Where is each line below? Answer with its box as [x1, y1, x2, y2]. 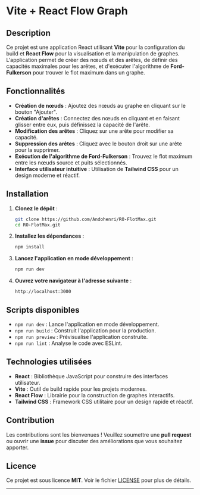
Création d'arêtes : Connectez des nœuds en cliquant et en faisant [14, 114, 180, 122]
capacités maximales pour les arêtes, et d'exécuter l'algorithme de [6, 63, 170, 70]
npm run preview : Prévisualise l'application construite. [14, 333, 148, 340]
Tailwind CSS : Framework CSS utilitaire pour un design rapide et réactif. [14, 398, 193, 405]
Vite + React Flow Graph [6, 4, 128, 18]
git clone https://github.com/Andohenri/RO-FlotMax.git [14, 216, 157, 222]
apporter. [6, 444, 29, 451]
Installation [6, 189, 49, 199]
